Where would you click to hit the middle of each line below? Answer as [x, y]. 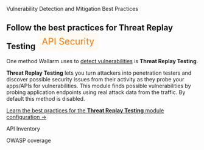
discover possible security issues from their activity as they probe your [95, 79]
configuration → [26, 117]
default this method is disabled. [46, 98]
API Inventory [23, 128]
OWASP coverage [29, 140]
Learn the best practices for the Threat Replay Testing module [85, 110]
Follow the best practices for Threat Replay [90, 28]
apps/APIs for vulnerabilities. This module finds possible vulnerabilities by [99, 86]
